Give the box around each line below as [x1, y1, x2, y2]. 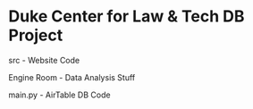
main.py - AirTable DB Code [8, 89, 111, 100]
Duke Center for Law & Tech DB [8, 6, 245, 27]
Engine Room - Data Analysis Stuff [8, 71, 136, 82]
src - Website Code [8, 54, 80, 65]
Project [8, 25, 63, 46]
